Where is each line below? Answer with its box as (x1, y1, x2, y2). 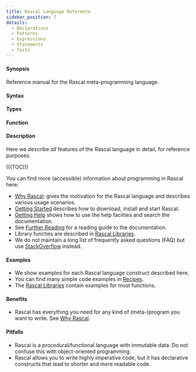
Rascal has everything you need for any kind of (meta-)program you (14, 308, 180, 316)
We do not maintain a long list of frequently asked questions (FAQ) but (14, 236, 185, 243)
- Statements (11, 42, 44, 48)
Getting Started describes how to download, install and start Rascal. (14, 205, 180, 212)
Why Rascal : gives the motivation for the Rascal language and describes (14, 192, 190, 200)
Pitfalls (6, 328, 24, 335)
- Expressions (11, 36, 46, 42)
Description (6, 132, 36, 139)
